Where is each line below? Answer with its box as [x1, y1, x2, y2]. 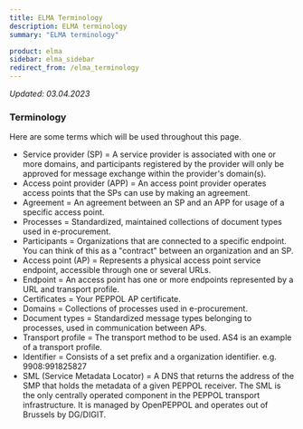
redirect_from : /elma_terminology [9, 63, 140, 73]
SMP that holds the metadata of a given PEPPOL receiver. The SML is [22, 380, 281, 391]
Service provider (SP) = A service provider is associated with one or [22, 149, 277, 160]
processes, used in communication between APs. [22, 323, 207, 334]
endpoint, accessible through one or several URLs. [22, 265, 212, 276]
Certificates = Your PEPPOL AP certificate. [22, 294, 181, 305]
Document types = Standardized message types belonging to [22, 313, 252, 324]
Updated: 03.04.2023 [9, 88, 90, 99]
